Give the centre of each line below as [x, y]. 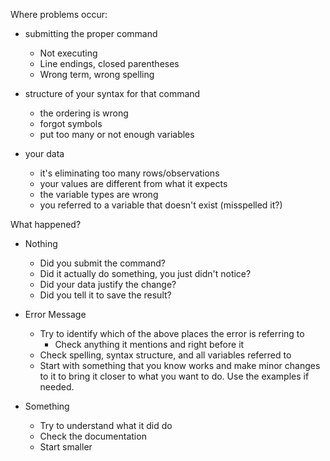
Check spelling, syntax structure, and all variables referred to [165, 355]
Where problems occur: [59, 14]
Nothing [41, 243]
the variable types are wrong [99, 194]
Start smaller [66, 447]
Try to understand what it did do [106, 425]
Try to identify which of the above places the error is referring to [172, 333]
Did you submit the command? [102, 263]
